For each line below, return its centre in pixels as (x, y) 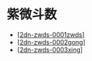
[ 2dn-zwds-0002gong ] (51, 42)
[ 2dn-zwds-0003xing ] (50, 50)
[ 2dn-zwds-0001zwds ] (51, 34)
